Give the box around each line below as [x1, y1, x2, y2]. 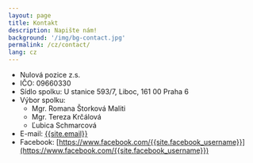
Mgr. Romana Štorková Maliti [31, 104, 126, 113]
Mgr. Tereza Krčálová [31, 112, 102, 121]
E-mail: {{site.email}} [19, 129, 88, 138]
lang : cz [8, 48, 37, 56]
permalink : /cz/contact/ [8, 41, 90, 49]
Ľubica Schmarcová [31, 120, 97, 130]
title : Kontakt [8, 19, 59, 27]
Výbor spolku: [19, 96, 66, 104]
